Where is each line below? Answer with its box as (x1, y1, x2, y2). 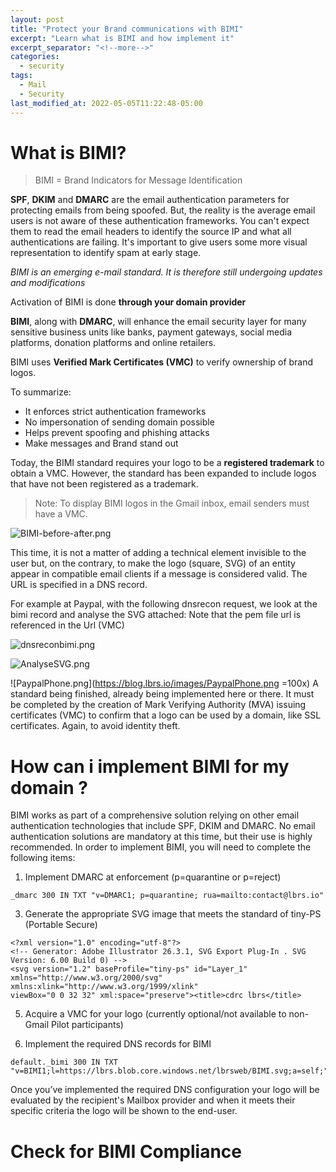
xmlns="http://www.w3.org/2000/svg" (10, 973, 163, 983)
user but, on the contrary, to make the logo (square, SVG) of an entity (10, 557, 296, 570)
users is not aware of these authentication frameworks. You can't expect (10, 215, 310, 227)
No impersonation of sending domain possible (24, 416, 215, 428)
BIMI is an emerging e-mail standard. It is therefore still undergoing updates (10, 266, 323, 278)
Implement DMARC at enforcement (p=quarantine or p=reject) (24, 871, 282, 883)
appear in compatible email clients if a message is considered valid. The (10, 568, 308, 580)
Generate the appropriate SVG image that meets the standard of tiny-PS (24, 908, 322, 920)
